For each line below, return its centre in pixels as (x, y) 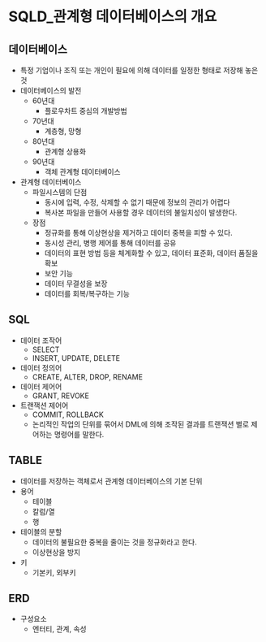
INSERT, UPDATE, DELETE (76, 358)
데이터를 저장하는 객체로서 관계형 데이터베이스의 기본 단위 (111, 481)
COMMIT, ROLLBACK (68, 414)
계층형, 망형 (63, 131)
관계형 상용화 (65, 152)
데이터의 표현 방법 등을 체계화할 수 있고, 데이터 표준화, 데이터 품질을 (151, 253)
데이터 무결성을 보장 (76, 284)
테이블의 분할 (41, 531)
